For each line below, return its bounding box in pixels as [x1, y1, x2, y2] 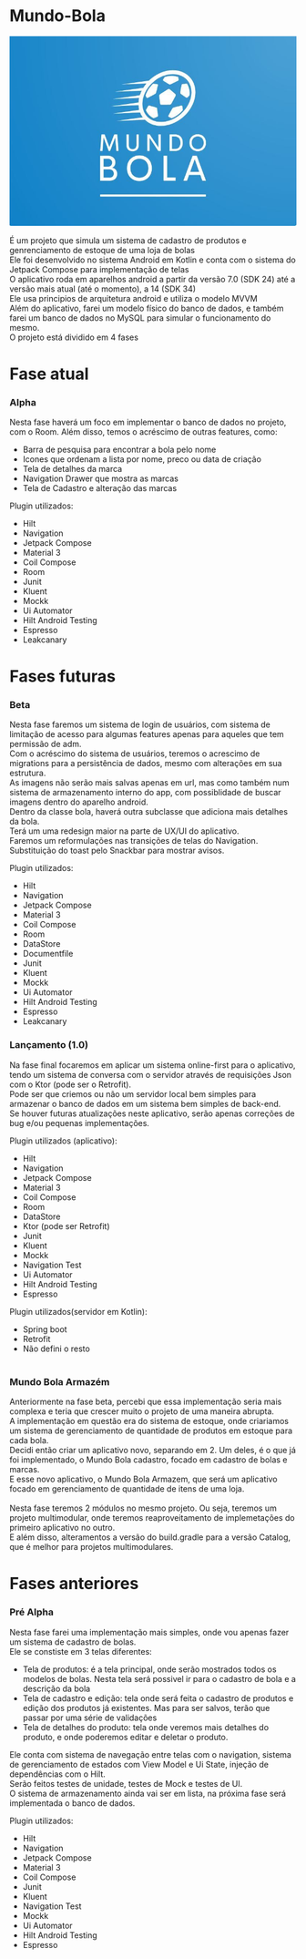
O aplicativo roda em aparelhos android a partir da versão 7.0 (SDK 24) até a [9, 273, 296, 284]
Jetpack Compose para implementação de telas [9, 263, 189, 274]
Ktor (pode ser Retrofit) [22, 1220, 110, 1231]
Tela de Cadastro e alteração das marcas [22, 482, 178, 493]
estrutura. [9, 767, 46, 779]
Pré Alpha [9, 1605, 55, 1618]
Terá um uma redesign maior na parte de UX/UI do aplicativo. [9, 826, 240, 836]
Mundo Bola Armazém [9, 1375, 110, 1388]
